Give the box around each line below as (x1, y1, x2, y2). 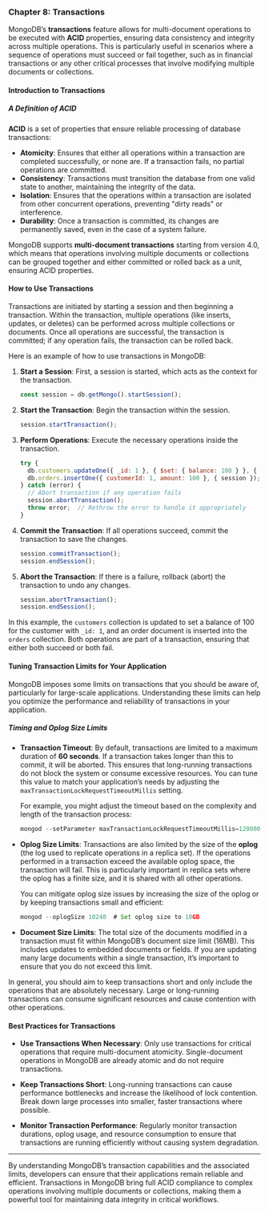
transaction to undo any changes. (19, 580, 131, 590)
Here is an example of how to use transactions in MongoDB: (8, 351, 207, 361)
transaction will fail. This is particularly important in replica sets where (19, 865, 251, 875)
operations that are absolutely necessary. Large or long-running (8, 985, 219, 995)
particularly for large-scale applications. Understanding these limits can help (8, 688, 261, 697)
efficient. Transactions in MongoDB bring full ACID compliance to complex (8, 1178, 254, 1187)
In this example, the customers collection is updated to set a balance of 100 (8, 617, 255, 627)
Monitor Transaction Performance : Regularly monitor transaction (19, 1121, 238, 1130)
